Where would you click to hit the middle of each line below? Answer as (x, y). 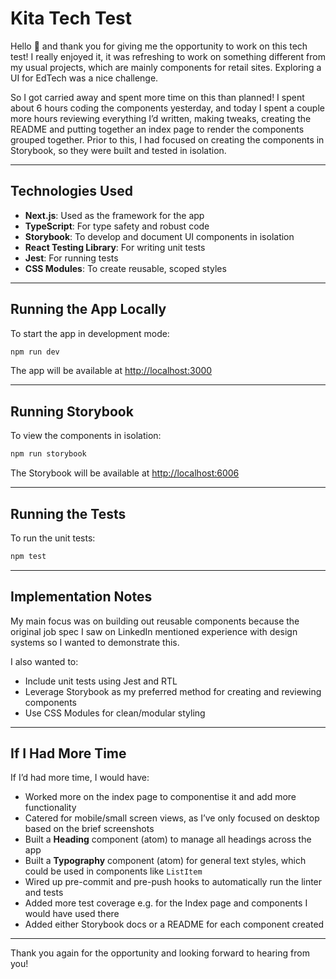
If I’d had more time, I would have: (80, 778)
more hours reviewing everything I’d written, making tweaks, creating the (161, 118)
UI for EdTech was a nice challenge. (84, 78)
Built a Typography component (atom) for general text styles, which (165, 861)
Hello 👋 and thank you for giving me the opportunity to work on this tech (159, 46)
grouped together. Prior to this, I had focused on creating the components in (167, 139)
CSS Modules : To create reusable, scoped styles (125, 268)
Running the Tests (68, 513)
